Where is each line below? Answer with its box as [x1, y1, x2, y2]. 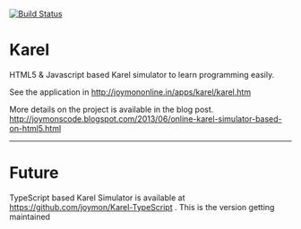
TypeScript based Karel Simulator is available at [9, 192, 185, 203]
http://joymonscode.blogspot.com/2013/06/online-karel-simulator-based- [9, 113, 282, 124]
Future [9, 163, 60, 183]
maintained [9, 211, 51, 222]
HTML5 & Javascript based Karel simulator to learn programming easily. [9, 69, 275, 80]
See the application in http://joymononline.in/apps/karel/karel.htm [9, 86, 252, 98]
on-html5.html [9, 123, 62, 133]
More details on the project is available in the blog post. [9, 104, 214, 114]
